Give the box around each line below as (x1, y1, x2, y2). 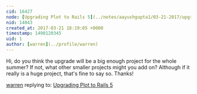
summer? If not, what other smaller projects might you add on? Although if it (6, 63, 190, 70)
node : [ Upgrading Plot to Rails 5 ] (6, 14, 93, 20)
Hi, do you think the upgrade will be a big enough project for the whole (6, 57, 177, 65)
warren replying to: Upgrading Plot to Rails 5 (6, 81, 113, 88)
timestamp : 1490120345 (6, 31, 62, 36)
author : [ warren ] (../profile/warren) (6, 42, 98, 48)
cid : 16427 (6, 8, 33, 15)
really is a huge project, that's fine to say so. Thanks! (6, 70, 134, 77)
